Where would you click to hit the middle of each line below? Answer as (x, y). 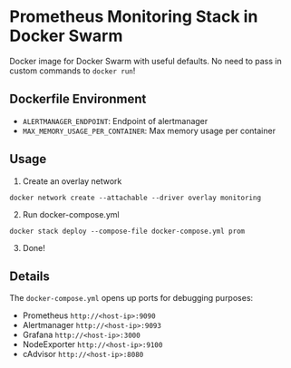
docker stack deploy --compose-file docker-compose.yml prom (127, 231)
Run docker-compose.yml (71, 214)
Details (29, 276)
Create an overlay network (72, 181)
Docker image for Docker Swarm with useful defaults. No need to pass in (146, 61)
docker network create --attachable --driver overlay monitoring (135, 198)
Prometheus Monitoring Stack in (134, 17)
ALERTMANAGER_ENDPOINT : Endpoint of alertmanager (115, 121)
